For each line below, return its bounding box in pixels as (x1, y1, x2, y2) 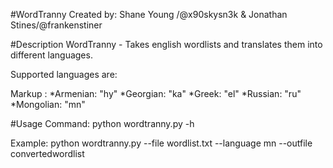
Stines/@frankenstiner (10, 19, 103, 31)
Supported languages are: (10, 69, 118, 80)
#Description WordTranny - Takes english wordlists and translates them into (10, 39, 323, 50)
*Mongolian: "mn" (10, 99, 86, 110)
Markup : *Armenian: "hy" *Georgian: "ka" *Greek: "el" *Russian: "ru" (10, 88, 302, 99)
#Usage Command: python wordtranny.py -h (10, 118, 195, 129)
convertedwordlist (10, 148, 85, 159)
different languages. (10, 49, 93, 61)
